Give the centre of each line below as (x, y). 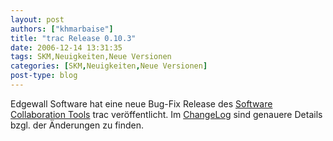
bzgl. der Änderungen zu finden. (77, 125)
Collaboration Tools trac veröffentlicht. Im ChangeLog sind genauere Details (166, 114)
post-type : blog (44, 76)
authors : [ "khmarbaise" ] (62, 29)
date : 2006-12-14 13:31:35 (66, 47)
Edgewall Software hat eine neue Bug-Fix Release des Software (141, 103)
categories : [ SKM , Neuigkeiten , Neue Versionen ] (109, 66)
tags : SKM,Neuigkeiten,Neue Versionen (91, 57)
